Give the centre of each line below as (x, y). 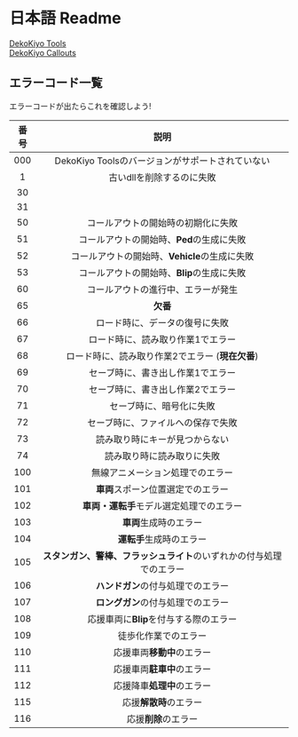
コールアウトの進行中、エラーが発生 (162, 289)
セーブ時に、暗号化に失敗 (162, 406)
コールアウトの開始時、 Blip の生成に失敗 (162, 273)
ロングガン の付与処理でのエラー (162, 602)
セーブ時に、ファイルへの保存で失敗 (162, 423)
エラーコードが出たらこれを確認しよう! (81, 106)
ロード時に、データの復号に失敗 (162, 322)
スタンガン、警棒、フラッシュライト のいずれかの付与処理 (162, 556)
